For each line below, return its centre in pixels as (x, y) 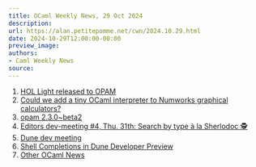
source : (21, 69)
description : (30, 23)
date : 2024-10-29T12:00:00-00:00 (65, 38)
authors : (23, 53)
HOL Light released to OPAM (68, 91)
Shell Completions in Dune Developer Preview (97, 146)
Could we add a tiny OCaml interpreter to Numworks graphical (124, 100)
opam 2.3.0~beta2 (51, 117)
